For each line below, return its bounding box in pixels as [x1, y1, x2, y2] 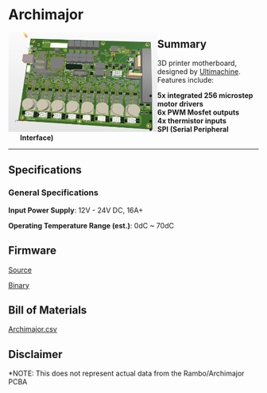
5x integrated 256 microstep [157, 91, 253, 100]
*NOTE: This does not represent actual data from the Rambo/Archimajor [8, 368, 245, 379]
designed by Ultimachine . [157, 67, 241, 76]
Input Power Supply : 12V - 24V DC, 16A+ [8, 205, 144, 215]
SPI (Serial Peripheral [157, 125, 229, 134]
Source [8, 265, 32, 274]
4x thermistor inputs [157, 116, 226, 125]
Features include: [157, 76, 215, 84]
